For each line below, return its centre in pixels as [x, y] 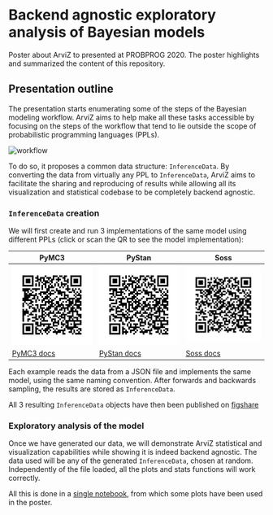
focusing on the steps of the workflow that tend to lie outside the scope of [132, 126]
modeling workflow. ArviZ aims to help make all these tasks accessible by [131, 117]
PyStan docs [120, 354]
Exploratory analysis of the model [76, 426]
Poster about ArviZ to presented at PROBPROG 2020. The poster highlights [134, 55]
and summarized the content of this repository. [87, 63]
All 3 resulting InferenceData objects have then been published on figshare [134, 404]
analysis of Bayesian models [107, 32]
